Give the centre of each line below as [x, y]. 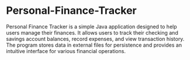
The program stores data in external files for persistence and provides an [94, 45]
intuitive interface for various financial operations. [66, 51]
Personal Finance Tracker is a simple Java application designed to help [91, 27]
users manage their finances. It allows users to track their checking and [92, 32]
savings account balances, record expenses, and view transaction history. [95, 39]
